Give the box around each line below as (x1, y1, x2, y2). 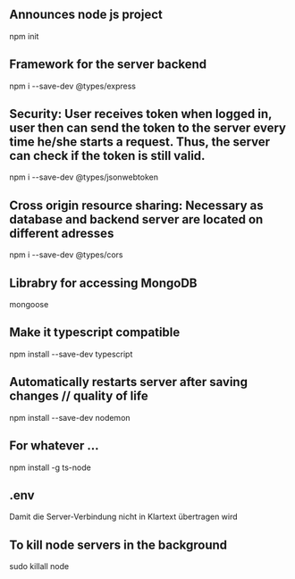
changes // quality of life (9, 389, 149, 404)
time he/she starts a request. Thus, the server (9, 134, 271, 150)
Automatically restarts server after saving (9, 374, 249, 390)
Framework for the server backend (9, 57, 207, 72)
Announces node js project (9, 7, 163, 22)
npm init (9, 30, 39, 41)
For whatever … (9, 438, 100, 454)
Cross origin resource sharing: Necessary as (9, 197, 264, 213)
